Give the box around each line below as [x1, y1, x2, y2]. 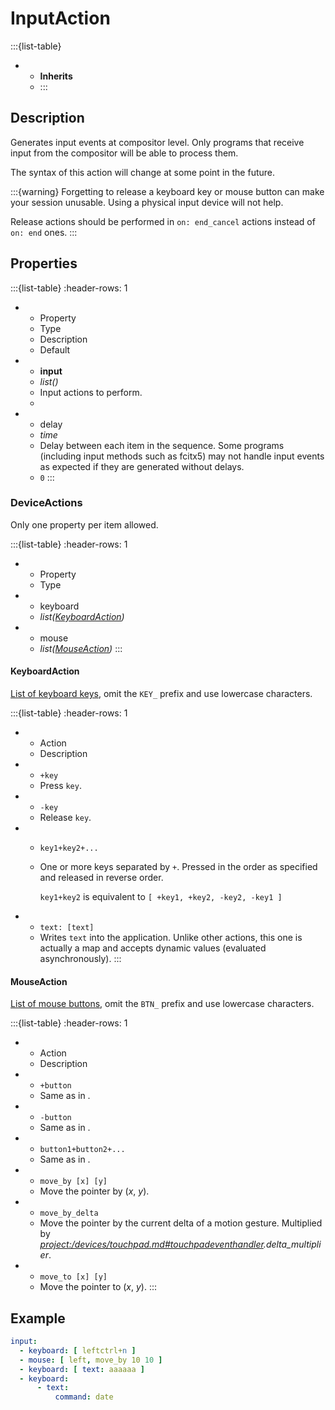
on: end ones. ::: [10, 226, 78, 238]
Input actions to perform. [39, 386, 143, 398]
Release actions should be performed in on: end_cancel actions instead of [10, 215, 316, 227]
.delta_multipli [263, 1238, 322, 1251]
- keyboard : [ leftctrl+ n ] [19, 1345, 137, 1356]
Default [39, 343, 71, 356]
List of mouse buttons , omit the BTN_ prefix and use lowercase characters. [10, 998, 315, 1010]
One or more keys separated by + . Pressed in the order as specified [39, 861, 318, 873]
